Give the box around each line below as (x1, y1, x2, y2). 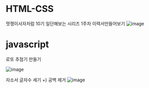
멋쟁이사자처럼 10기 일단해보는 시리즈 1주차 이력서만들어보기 (6, 20, 125, 26)
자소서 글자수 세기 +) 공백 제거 (6, 77, 66, 83)
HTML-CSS (6, 3, 54, 15)
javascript (6, 39, 49, 50)
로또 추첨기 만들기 (6, 56, 41, 62)
